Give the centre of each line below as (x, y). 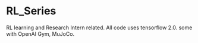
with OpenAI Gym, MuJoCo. (40, 33)
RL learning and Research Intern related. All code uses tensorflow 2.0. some (99, 27)
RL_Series (31, 11)
